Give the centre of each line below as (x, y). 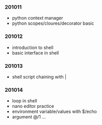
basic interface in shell (35, 53)
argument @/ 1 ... (29, 117)
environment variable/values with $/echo (55, 111)
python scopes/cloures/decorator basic (53, 23)
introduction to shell (33, 47)
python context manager (37, 18)
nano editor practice (33, 106)
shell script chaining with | (39, 77)
